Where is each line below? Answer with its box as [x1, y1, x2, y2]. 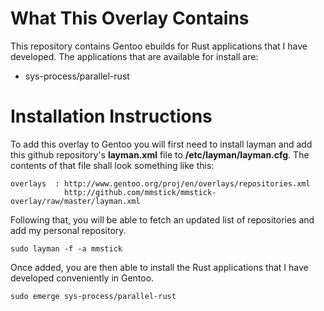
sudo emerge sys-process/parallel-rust [10, 291, 177, 301]
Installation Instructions [10, 105, 213, 128]
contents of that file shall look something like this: [10, 159, 215, 171]
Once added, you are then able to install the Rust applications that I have [10, 261, 309, 273]
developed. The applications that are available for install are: [10, 50, 259, 62]
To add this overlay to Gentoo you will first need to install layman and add [10, 138, 313, 150]
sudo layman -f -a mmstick [10, 243, 123, 254]
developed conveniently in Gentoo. [10, 272, 155, 284]
